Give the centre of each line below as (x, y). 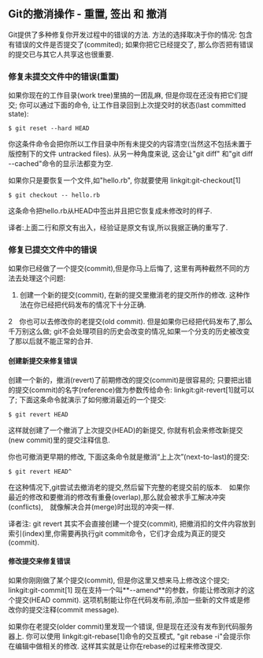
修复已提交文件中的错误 (52, 250)
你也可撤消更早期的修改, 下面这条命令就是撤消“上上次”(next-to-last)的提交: (129, 457)
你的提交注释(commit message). (67, 609)
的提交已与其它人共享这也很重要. (61, 54)
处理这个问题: (44, 279)
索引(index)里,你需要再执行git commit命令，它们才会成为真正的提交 (117, 533)
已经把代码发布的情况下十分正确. (93, 305)
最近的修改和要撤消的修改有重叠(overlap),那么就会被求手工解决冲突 (117, 497)
